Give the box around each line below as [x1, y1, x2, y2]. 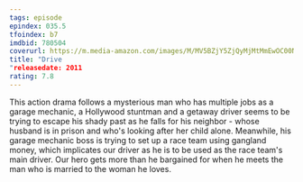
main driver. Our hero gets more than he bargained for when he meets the [9, 154, 284, 165]
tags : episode [9, 13, 63, 23]
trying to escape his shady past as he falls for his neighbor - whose [9, 115, 260, 126]
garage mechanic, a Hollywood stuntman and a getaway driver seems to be [9, 105, 290, 117]
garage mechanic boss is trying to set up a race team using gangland [9, 134, 267, 145]
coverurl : [9, 47, 47, 56]
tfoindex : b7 [9, 30, 59, 39]
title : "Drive [9, 55, 63, 64]
